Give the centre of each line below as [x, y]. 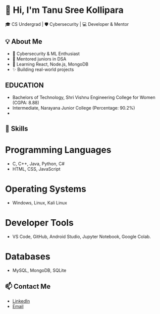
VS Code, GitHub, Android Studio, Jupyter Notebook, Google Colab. [81, 236]
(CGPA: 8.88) [26, 102]
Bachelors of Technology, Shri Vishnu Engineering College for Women [84, 97]
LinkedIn [21, 301]
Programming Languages [58, 150]
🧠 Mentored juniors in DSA [39, 59]
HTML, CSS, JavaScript [36, 169]
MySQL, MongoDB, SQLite [39, 270]
